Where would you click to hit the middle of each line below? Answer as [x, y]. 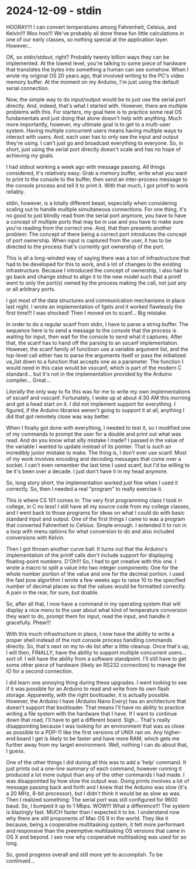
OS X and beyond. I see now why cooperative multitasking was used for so [96, 837]
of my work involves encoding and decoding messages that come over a [94, 459]
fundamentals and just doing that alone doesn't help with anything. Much [94, 118]
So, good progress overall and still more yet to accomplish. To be [84, 854]
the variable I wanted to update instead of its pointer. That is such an [89, 446]
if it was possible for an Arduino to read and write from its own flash [88, 689]
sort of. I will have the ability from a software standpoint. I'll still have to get [96, 658]
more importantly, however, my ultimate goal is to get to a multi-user [88, 124]
